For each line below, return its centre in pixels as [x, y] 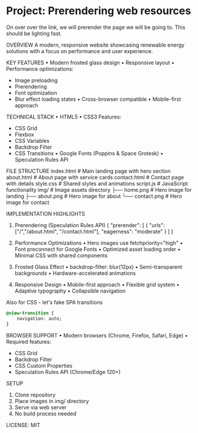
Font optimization [36, 93]
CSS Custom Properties [43, 365]
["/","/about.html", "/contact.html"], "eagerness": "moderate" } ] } [94, 231]
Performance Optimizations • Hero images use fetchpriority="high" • [99, 242]
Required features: [29, 342]
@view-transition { [30, 313]
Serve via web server [40, 407]
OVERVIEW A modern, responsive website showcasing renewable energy [95, 45]
